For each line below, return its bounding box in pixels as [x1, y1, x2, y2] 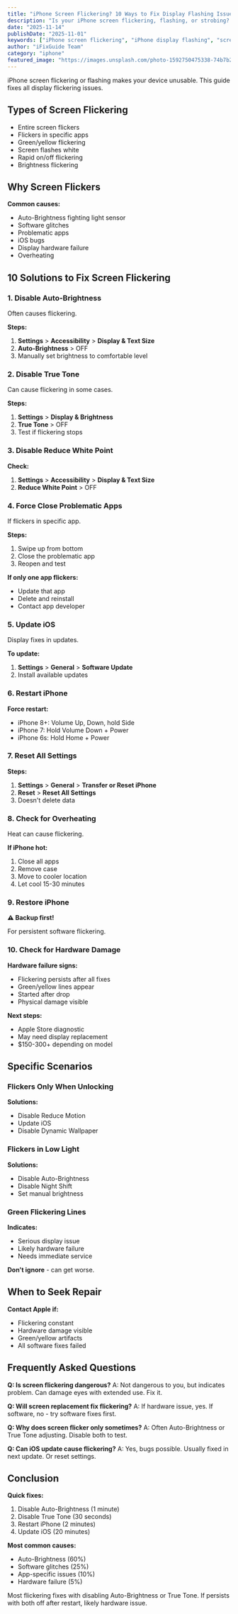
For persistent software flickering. [7, 927, 106, 936]
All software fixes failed [17, 1341, 86, 1350]
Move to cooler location [17, 873, 87, 881]
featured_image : [7, 57, 55, 64]
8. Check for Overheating [7, 813, 97, 823]
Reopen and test [17, 559, 66, 568]
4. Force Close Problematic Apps [7, 500, 123, 510]
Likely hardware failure [17, 1245, 85, 1253]
